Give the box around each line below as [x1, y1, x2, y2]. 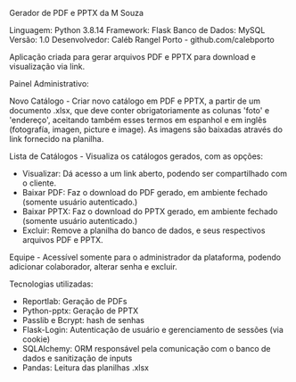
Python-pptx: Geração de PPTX [21, 305, 139, 316]
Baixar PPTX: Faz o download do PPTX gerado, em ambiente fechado [21, 206, 278, 217]
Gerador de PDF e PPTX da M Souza [9, 8, 144, 18]
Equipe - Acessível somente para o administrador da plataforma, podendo [9, 252, 282, 262]
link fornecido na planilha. [9, 134, 104, 144]
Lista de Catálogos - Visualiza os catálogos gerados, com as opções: [9, 151, 264, 162]
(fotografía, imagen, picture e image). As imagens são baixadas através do [9, 124, 284, 135]
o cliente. [21, 178, 56, 188]
